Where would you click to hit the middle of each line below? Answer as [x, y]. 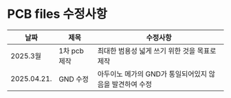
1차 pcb [71, 51]
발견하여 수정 [132, 84]
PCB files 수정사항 [57, 14]
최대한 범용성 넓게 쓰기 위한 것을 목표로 [157, 51]
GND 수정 [74, 79]
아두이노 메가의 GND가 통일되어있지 [152, 74]
